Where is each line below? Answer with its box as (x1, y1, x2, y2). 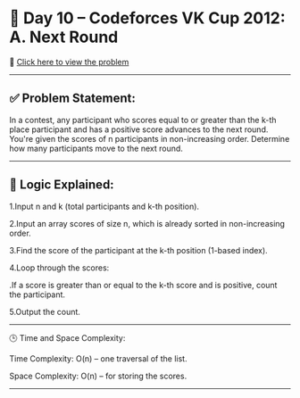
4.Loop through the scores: (9, 262, 110, 273)
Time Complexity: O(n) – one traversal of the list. (9, 352, 187, 364)
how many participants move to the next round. (9, 143, 183, 153)
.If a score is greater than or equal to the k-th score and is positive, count (9, 279, 278, 290)
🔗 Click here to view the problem (9, 56, 129, 67)
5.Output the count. (9, 306, 80, 317)
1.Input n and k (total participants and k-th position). (9, 201, 199, 211)
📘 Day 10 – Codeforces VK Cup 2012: (9, 8, 286, 29)
